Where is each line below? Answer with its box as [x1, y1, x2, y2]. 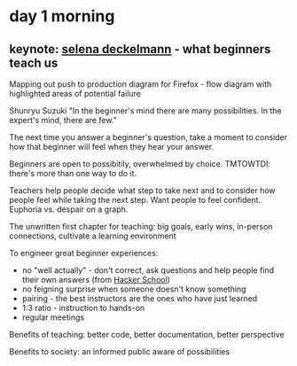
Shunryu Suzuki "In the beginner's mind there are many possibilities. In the [9, 105, 282, 116]
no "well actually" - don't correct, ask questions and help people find [21, 265, 275, 276]
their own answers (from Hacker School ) [21, 275, 171, 284]
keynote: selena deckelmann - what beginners [9, 42, 271, 57]
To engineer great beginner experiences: [9, 248, 159, 258]
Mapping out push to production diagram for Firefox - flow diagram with [9, 79, 272, 90]
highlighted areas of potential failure [9, 89, 142, 98]
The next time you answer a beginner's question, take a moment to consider [9, 132, 288, 143]
